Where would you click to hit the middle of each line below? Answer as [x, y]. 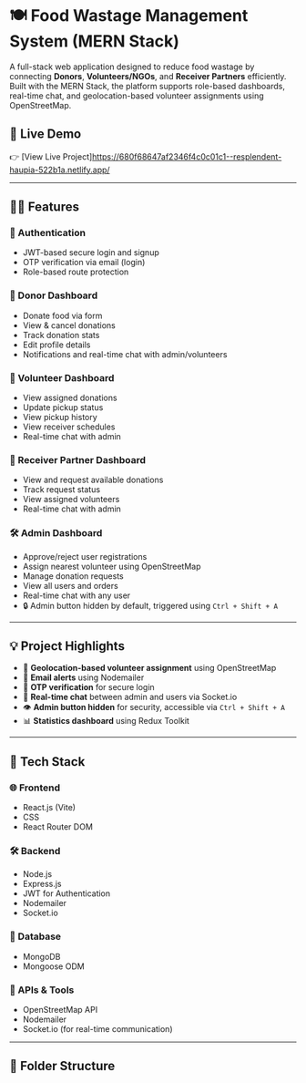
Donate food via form [62, 315]
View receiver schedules [69, 427]
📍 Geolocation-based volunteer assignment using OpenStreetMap [149, 668]
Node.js [37, 874]
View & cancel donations [69, 325]
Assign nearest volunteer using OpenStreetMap [112, 566]
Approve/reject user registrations [85, 556]
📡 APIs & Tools [42, 990]
